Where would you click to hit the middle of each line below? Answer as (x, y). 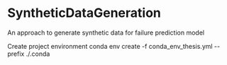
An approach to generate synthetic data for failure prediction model (106, 32)
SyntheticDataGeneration (84, 13)
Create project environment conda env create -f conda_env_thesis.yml (110, 46)
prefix (16, 54)
